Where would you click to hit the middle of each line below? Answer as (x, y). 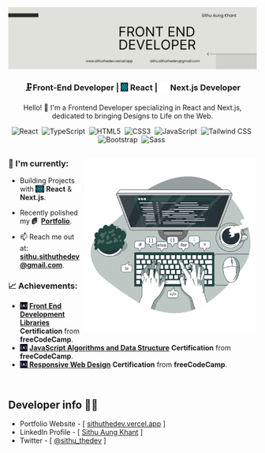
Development (42, 314)
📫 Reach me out (47, 237)
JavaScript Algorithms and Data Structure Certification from (130, 348)
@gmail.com (41, 265)
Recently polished (49, 213)
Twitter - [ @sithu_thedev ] (63, 440)
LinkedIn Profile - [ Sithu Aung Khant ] (81, 432)
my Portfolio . (46, 221)
